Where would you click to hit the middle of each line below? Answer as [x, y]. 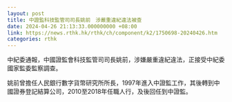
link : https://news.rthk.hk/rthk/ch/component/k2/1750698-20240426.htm [112, 33]
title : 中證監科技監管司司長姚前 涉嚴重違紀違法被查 [75, 20]
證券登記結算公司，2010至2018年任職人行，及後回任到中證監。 [102, 92]
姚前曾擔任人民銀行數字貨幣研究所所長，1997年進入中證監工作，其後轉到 [110, 83]
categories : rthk [32, 39]
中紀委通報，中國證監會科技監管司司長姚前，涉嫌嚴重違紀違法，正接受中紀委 [116, 60]
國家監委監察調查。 [35, 68]
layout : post [26, 13]
